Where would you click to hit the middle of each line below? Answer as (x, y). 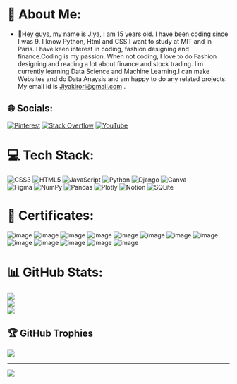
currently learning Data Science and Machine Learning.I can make (114, 71)
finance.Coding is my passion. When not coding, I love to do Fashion (117, 56)
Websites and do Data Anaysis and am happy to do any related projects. (122, 79)
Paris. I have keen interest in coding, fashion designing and (103, 49)
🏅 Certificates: (50, 215)
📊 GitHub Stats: (55, 272)
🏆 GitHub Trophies (50, 333)
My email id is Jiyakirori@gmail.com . (71, 86)
